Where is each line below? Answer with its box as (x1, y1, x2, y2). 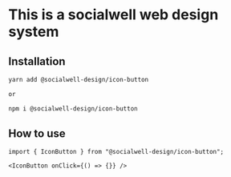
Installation (8, 54, 66, 68)
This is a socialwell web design (8, 6, 219, 24)
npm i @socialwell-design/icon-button (8, 104, 138, 113)
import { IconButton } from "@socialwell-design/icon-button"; (8, 148, 225, 156)
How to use (8, 127, 66, 141)
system (8, 22, 59, 41)
